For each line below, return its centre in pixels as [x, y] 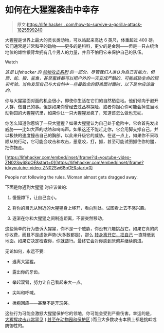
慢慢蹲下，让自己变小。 [36, 197]
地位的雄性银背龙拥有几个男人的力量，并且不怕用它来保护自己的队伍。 [75, 52]
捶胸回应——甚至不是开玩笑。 [42, 303]
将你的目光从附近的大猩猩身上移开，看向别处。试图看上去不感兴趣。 [80, 208]
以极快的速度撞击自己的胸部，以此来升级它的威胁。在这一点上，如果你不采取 [82, 135]
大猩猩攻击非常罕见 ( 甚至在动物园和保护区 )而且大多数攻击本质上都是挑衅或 [81, 319]
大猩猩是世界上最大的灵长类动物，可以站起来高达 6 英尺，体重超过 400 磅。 [81, 40]
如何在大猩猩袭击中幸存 [52, 10]
